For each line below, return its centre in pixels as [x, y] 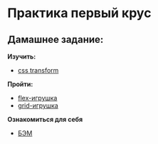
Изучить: [22, 56]
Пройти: [20, 84]
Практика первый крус [79, 13]
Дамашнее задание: [56, 40]
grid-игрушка [38, 106]
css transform [38, 70]
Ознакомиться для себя [45, 119]
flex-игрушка [37, 98]
